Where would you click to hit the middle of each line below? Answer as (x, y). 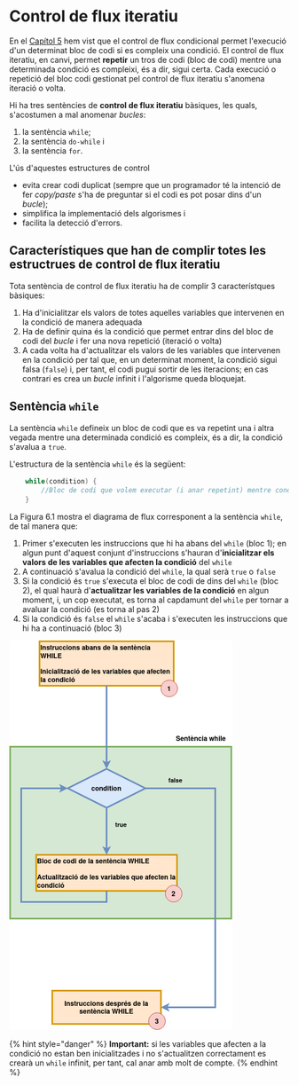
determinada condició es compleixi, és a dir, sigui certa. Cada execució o (143, 69)
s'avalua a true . (38, 446)
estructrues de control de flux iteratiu (115, 265)
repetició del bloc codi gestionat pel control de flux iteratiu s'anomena (137, 78)
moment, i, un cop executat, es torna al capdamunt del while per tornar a (155, 600)
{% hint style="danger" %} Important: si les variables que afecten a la (138, 1044)
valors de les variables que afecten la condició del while (127, 562)
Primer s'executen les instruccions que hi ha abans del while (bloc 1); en (154, 544)
